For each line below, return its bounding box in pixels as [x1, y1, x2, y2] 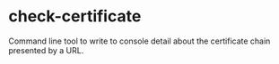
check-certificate [8, 6, 142, 27]
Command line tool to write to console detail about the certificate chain [8, 36, 271, 46]
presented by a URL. [8, 44, 84, 55]
